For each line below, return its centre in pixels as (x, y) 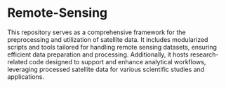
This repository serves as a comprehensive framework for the (97, 32)
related (18, 61)
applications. (26, 76)
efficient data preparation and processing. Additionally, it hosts (98, 54)
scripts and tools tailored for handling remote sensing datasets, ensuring (112, 47)
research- (204, 54)
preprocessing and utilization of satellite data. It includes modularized (108, 39)
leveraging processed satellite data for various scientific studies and (106, 69)
